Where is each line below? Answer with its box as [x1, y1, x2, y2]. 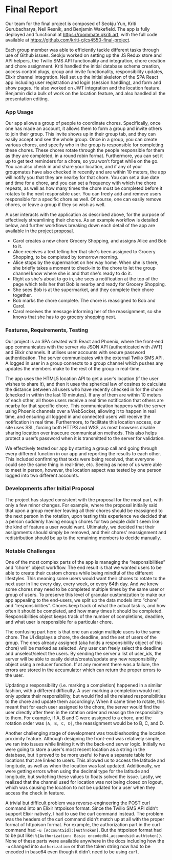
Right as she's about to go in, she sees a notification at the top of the [12, 276, 158, 282]
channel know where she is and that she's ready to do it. [12, 270, 132, 277]
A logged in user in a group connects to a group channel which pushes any [5, 360, 164, 366]
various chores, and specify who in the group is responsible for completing [5, 142, 164, 148]
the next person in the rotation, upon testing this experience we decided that [5, 513, 167, 519]
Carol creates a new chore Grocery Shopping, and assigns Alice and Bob [12, 238, 167, 244]
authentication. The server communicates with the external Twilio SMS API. [5, 355, 164, 361]
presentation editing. [5, 96, 49, 102]
